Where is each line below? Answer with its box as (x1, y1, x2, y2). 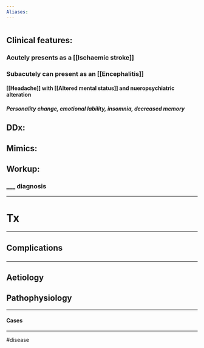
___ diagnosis (6, 182, 47, 190)
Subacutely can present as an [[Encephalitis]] (6, 69, 144, 78)
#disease (6, 336, 29, 343)
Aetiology (6, 272, 44, 282)
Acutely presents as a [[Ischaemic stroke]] (6, 53, 135, 61)
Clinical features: (6, 35, 73, 46)
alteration (6, 91, 32, 98)
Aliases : (6, 9, 29, 15)
